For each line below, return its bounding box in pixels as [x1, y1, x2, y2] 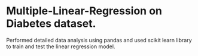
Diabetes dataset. [6, 17, 96, 30]
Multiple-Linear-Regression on [6, 4, 163, 18]
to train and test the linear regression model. [6, 43, 115, 50]
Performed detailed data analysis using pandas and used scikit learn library [6, 36, 193, 43]
